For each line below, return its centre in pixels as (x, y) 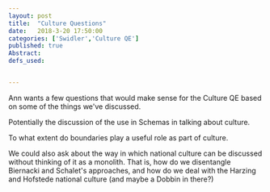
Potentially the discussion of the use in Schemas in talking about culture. (129, 122)
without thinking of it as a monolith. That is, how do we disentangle (120, 161)
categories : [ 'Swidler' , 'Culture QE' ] (74, 38)
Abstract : (25, 53)
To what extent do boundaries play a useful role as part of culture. (118, 137)
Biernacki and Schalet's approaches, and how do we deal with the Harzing (132, 170)
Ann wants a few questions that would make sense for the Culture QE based (135, 98)
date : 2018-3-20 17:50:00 (56, 31)
